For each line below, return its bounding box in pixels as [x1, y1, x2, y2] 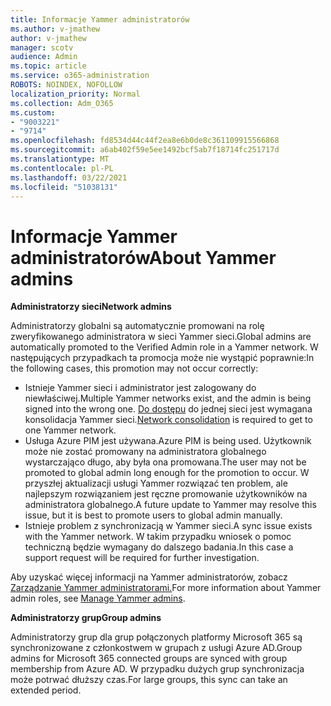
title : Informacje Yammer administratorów [10, 14, 190, 25]
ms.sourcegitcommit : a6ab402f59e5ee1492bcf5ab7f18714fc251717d [10, 145, 280, 155]
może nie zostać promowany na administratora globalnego [24, 446, 267, 458]
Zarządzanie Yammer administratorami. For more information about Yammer [10, 582, 322, 594]
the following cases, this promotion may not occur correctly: [10, 362, 259, 375]
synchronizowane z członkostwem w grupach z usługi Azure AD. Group [10, 642, 303, 654]
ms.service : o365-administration [10, 71, 150, 81]
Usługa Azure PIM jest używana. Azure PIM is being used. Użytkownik [24, 435, 312, 447]
